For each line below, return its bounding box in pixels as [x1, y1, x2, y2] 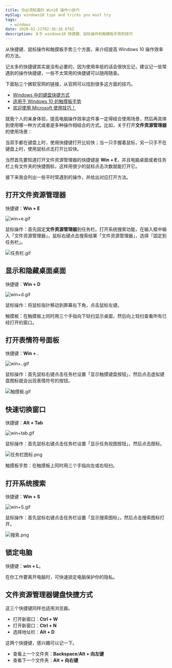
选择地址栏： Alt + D [12, 628, 55, 635]
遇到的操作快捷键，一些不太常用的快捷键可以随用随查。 [5, 70, 122, 76]
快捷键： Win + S [5, 494, 40, 500]
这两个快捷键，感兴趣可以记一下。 [5, 640, 77, 646]
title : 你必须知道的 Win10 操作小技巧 [5, 7, 80, 13]
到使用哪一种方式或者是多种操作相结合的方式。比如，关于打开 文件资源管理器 [5, 122, 167, 128]
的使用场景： [5, 129, 32, 134]
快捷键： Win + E [5, 205, 40, 211]
